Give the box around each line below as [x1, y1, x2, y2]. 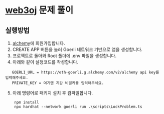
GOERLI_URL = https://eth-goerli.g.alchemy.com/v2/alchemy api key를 [12, 70, 159, 75]
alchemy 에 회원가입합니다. [12, 40, 65, 46]
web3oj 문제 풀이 [5, 4, 74, 16]
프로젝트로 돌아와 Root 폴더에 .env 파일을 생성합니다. [12, 53, 117, 58]
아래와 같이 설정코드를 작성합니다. [12, 59, 79, 65]
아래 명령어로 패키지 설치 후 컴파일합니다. [12, 90, 93, 95]
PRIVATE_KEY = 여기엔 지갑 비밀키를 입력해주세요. [12, 80, 104, 85]
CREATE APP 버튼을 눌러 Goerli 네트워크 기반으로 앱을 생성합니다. [12, 46, 143, 52]
